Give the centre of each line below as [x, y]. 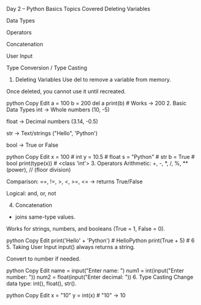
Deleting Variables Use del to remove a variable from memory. [93, 79]
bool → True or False [33, 145]
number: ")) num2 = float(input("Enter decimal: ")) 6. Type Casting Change [100, 277]
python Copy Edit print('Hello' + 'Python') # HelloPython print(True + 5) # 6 [100, 240]
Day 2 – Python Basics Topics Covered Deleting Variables [78, 9]
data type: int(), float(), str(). [41, 283]
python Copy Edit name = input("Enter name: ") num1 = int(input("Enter [95, 271]
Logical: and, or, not [31, 193]
